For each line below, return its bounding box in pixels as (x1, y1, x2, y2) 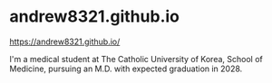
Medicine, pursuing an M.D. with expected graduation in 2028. (9, 63, 243, 74)
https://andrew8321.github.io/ (9, 36, 121, 47)
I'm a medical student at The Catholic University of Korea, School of (9, 53, 263, 64)
